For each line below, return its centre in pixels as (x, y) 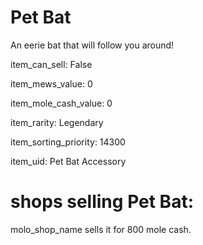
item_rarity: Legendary (57, 122)
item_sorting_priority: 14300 (68, 142)
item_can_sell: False (51, 64)
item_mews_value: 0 (51, 83)
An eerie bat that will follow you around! (92, 45)
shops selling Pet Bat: (102, 202)
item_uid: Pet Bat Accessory (68, 161)
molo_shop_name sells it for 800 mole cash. (101, 229)
